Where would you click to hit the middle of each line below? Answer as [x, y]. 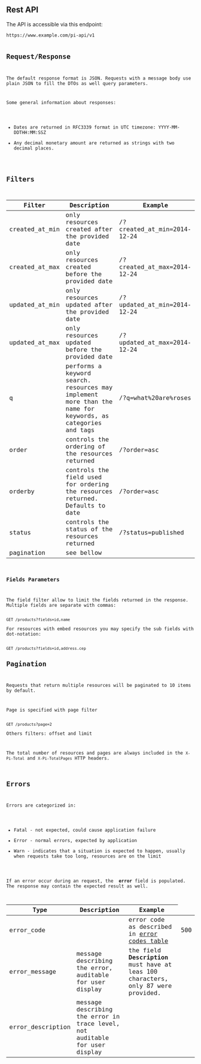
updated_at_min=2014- [155, 305]
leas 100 [143, 972]
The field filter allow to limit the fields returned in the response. [97, 600]
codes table [148, 941]
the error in [98, 1016]
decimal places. [34, 148]
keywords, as [87, 416]
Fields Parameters [33, 580]
